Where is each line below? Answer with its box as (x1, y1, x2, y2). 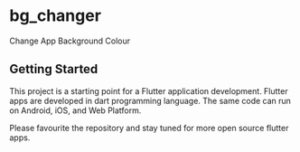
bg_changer (9, 5, 102, 26)
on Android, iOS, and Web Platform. (9, 105, 142, 116)
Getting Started (9, 62, 98, 77)
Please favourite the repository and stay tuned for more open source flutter (9, 122, 289, 133)
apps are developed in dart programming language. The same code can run (9, 95, 292, 106)
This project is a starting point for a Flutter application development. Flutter (9, 85, 288, 96)
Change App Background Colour (9, 35, 131, 46)
